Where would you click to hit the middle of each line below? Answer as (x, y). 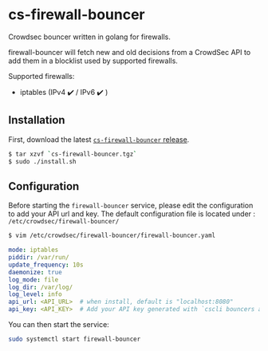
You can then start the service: (59, 325)
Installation (37, 120)
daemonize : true (35, 272)
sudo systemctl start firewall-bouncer (75, 339)
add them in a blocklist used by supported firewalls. (93, 61)
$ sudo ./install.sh (43, 161)
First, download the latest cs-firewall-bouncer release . (99, 139)
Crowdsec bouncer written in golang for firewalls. (90, 37)
